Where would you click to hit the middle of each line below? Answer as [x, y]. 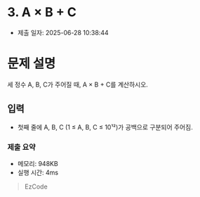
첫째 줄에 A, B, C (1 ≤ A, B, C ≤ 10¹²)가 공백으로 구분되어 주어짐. [105, 127]
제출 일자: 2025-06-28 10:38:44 [63, 32]
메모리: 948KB [38, 163]
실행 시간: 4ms [38, 172]
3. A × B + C [42, 12]
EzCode [36, 186]
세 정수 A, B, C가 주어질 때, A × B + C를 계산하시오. [78, 84]
